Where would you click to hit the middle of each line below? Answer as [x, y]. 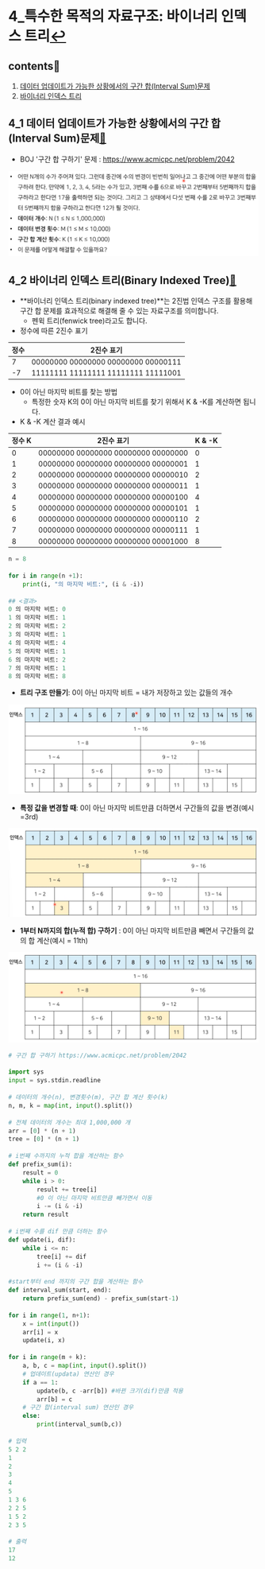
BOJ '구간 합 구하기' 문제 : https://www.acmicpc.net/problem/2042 [127, 159]
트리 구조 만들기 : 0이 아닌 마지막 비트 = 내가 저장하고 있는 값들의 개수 [126, 693]
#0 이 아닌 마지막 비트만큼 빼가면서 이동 [94, 1198]
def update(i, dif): [42, 1240]
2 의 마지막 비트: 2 [37, 626]
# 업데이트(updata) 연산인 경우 [69, 1374]
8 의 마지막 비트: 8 [37, 677]
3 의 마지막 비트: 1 [37, 635]
